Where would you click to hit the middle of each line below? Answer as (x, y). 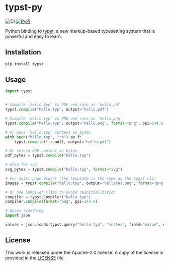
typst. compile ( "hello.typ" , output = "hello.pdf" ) (57, 110)
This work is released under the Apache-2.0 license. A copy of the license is (84, 252)
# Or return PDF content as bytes (41, 151)
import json (18, 216)
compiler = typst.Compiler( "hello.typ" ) (48, 197)
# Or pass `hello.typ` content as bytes (48, 132)
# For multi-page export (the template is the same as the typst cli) (81, 178)
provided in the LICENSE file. (35, 258)
